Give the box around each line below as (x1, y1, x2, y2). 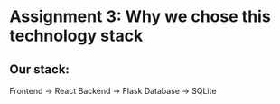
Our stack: (9, 61, 70, 77)
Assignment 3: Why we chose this (9, 6, 271, 27)
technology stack (9, 25, 144, 46)
